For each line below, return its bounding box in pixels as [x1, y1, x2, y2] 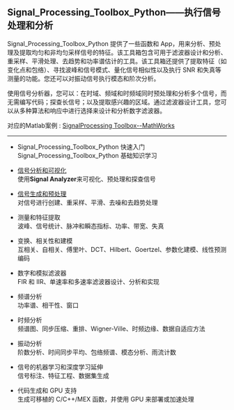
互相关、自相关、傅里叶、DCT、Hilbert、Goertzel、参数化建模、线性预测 [17, 245, 227, 253]
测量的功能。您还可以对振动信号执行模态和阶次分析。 [7, 74, 160, 82]
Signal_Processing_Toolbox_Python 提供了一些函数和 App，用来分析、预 [7, 39, 215, 47]
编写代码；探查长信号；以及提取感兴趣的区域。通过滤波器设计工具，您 [19, 97, 221, 106]
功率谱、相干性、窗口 [17, 301, 79, 309]
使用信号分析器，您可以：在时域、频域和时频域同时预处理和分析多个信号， [7, 89, 221, 97]
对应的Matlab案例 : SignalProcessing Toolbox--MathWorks [7, 121, 175, 129]
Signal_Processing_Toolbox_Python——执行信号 [7, 6, 221, 19]
